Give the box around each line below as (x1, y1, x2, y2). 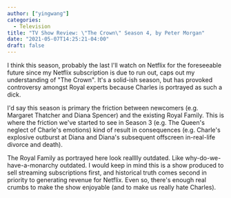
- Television (13, 23, 51, 30)
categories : (7, 17, 41, 23)
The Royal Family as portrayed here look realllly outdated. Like (7, 154, 184, 162)
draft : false (7, 42, 45, 49)
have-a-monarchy (7, 161, 59, 169)
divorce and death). (7, 141, 63, 148)
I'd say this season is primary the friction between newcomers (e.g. (7, 104, 199, 112)
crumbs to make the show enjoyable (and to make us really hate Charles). (7, 184, 217, 191)
